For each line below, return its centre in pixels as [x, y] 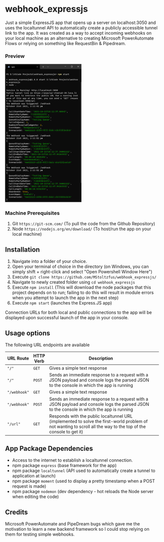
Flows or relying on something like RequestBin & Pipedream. [65, 43]
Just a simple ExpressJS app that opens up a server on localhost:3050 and [81, 23]
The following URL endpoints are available [47, 345]
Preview [15, 56]
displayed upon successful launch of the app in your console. [67, 318]
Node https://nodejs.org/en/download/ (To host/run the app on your [82, 229]
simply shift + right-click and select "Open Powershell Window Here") [82, 272]
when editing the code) [35, 497]
